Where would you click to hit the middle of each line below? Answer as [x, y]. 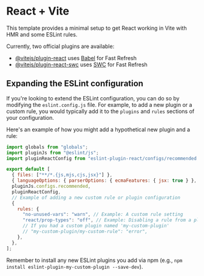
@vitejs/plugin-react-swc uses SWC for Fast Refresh [81, 64]
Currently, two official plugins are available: [60, 46]
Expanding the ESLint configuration [75, 84]
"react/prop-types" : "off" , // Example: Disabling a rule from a [107, 220]
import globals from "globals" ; [47, 147]
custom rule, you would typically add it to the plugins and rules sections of [100, 111]
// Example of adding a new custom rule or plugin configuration [96, 198]
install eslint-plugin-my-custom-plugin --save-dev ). [75, 266]
